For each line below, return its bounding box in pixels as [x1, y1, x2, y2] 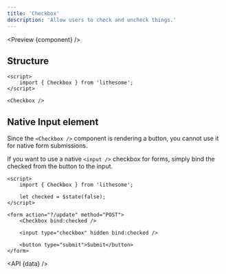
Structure [7, 55, 49, 67]
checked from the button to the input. [7, 162, 113, 170]
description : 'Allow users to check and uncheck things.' [7, 16, 177, 23]
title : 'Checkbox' [7, 10, 60, 17]
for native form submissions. [7, 141, 88, 150]
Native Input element [7, 116, 99, 128]
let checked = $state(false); [19, 194, 106, 201]
